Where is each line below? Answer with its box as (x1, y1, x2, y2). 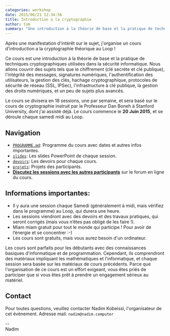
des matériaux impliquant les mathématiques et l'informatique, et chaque (5, 255, 157, 261)
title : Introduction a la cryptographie (5, 17, 92, 22)
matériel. (5, 277, 24, 283)
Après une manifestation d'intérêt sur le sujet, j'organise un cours (5, 40, 142, 46)
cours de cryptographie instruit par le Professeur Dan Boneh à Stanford (5, 103, 154, 109)
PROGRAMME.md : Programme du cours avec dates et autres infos (12, 142, 142, 148)
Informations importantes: (5, 189, 90, 198)
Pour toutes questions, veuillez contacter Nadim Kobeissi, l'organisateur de (5, 305, 162, 311)
